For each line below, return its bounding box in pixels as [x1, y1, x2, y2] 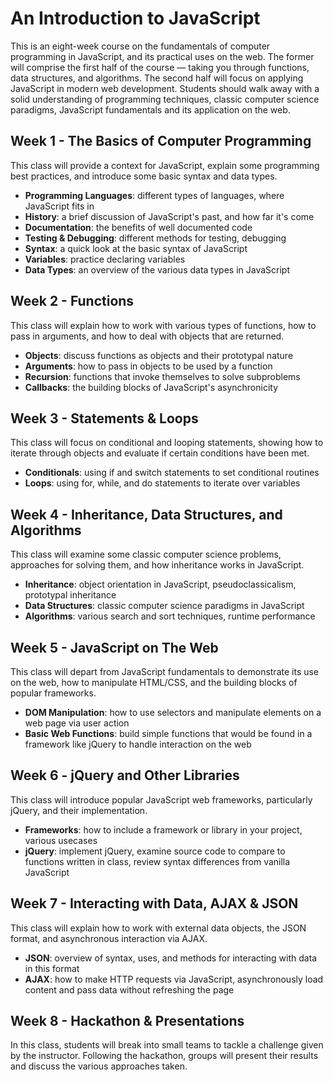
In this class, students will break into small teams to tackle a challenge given [10, 1039, 324, 1051]
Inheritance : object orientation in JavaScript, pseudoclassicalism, [24, 578, 297, 591]
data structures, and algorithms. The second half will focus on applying [10, 72, 304, 84]
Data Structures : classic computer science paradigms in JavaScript [24, 600, 305, 612]
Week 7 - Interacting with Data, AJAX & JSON [10, 895, 299, 912]
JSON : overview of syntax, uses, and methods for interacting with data [24, 952, 318, 964]
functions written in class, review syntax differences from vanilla [24, 855, 291, 867]
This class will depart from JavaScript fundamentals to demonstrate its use [10, 666, 320, 677]
